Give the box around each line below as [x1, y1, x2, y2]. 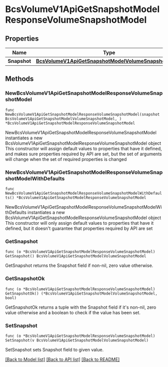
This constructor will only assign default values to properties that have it [5, 220, 154, 226]
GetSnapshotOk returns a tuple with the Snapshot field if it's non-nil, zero [5, 304, 156, 310]
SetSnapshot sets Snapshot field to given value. [5, 346, 104, 352]
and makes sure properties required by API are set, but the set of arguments [5, 151, 162, 157]
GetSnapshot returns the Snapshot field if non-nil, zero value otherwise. [5, 262, 153, 268]
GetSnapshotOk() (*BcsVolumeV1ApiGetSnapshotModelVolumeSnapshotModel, [5, 291, 157, 296]
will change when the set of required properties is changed [5, 156, 127, 162]
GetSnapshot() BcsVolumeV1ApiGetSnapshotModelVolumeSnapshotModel [5, 254, 146, 259]
